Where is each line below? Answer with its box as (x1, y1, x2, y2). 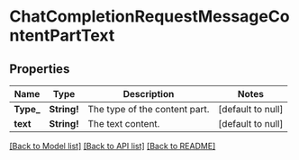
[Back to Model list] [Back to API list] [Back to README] (9, 141, 216, 151)
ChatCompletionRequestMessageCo (9, 6, 290, 27)
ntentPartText (9, 25, 115, 46)
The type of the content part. (87, 103, 210, 115)
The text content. (87, 118, 160, 129)
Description (122, 88, 175, 100)
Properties (9, 61, 70, 76)
